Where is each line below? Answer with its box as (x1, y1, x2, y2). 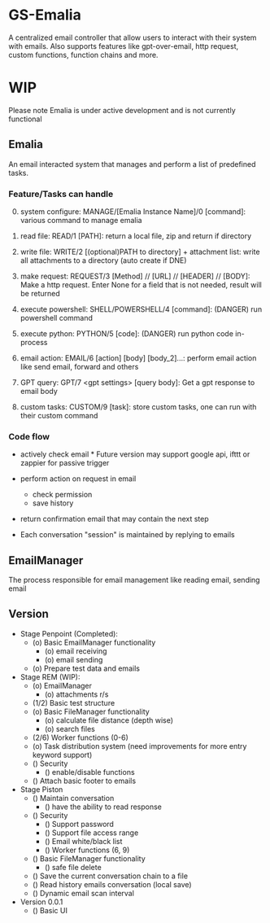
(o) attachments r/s (44, 689, 109, 699)
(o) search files (44, 724, 95, 733)
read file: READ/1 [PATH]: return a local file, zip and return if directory (20, 230, 252, 241)
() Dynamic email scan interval (32, 888, 134, 898)
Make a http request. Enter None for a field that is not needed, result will (20, 279, 262, 290)
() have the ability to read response (44, 802, 163, 811)
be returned (20, 288, 61, 298)
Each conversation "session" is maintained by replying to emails (20, 530, 235, 540)
